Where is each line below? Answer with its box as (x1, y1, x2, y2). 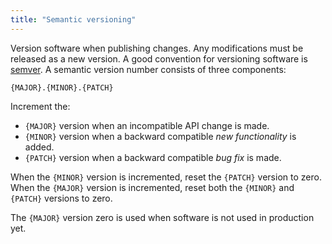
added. (24, 141, 55, 153)
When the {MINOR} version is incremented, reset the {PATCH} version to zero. (10, 171, 322, 183)
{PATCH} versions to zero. (10, 192, 113, 204)
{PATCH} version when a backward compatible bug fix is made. (24, 151, 282, 163)
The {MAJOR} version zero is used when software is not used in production (10, 211, 315, 223)
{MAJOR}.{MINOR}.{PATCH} (10, 82, 114, 93)
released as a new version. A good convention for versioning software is (10, 52, 308, 65)
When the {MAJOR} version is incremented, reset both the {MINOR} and (10, 181, 295, 193)
